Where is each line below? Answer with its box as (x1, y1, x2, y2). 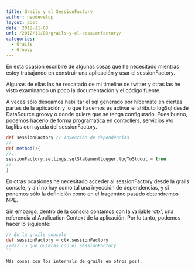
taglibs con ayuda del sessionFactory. (6, 123, 98, 130)
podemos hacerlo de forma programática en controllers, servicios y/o (6, 117, 174, 124)
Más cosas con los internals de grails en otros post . (6, 259, 143, 265)
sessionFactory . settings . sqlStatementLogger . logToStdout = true (6, 156, 166, 162)
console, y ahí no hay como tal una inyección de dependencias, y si (6, 184, 169, 191)
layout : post (6, 19, 38, 25)
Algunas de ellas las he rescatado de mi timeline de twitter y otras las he (6, 80, 180, 87)
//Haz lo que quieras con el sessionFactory (6, 242, 117, 248)
